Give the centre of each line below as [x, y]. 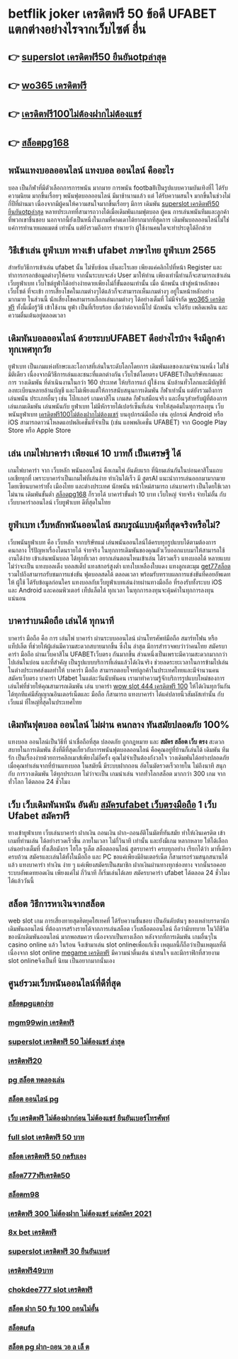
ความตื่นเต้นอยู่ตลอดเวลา [37, 316]
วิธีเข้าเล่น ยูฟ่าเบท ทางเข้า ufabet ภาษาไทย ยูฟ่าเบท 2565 [112, 250]
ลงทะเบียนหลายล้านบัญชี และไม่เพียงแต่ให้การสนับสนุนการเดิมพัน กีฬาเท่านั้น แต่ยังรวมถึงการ [115, 390]
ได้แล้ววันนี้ [21, 881]
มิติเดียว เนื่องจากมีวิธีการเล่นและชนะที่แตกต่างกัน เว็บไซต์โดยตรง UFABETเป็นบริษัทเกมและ [116, 375]
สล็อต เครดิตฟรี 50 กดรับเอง [47, 1156]
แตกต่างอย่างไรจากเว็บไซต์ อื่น [77, 29]
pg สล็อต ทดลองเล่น [36, 1080]
